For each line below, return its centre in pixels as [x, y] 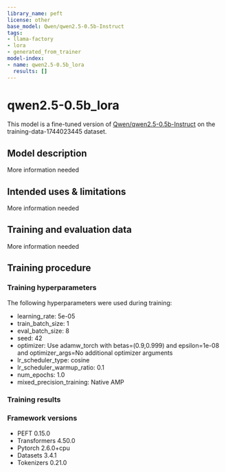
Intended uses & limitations [67, 191]
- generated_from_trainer [44, 52]
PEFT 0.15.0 [33, 433]
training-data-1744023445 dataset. [57, 132]
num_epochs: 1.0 [41, 374]
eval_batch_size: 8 [43, 331]
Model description [47, 153]
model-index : [26, 59]
